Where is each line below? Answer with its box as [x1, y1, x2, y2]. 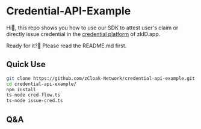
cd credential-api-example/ [6, 81, 77, 87]
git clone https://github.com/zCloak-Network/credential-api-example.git [6, 75, 196, 82]
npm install [6, 86, 36, 92]
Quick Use [6, 59, 46, 70]
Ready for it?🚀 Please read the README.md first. [6, 42, 127, 49]
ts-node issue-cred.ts [6, 98, 63, 104]
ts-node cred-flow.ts [6, 92, 61, 98]
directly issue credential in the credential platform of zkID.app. [6, 30, 161, 37]
